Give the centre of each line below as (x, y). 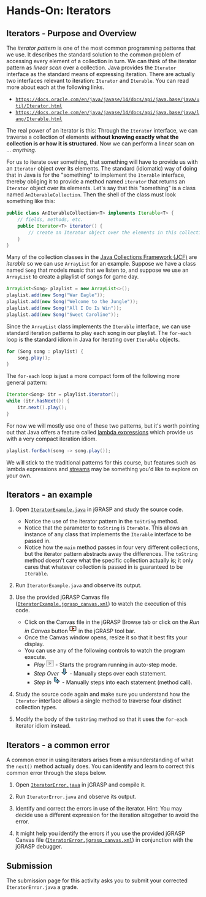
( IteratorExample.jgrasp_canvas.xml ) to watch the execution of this (101, 604)
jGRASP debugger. (39, 847)
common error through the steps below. (56, 773)
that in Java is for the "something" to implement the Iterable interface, (96, 175)
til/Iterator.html (39, 106)
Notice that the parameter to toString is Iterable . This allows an (106, 528)
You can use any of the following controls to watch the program (105, 650)
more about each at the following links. (55, 87)
